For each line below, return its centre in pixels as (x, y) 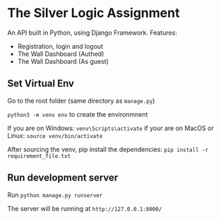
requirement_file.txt (39, 156)
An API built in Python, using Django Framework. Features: (92, 33)
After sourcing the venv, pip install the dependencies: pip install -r (108, 149)
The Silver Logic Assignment (94, 13)
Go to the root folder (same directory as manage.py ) (81, 100)
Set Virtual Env (41, 84)
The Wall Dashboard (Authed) (61, 54)
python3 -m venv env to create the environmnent (78, 114)
